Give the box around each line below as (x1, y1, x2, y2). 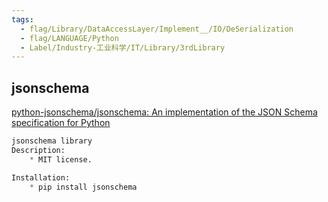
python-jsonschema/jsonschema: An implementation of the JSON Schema (11, 106, 318, 118)
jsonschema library (11, 136, 93, 146)
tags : (11, 14, 34, 25)
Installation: (11, 172, 71, 183)
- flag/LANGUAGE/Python (20, 33, 119, 43)
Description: (11, 145, 66, 155)
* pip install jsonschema (29, 182, 138, 192)
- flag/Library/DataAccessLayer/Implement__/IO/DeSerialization (20, 24, 294, 34)
